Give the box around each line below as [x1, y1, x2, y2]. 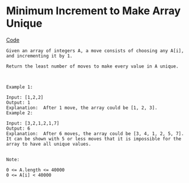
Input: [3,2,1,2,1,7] [6, 120, 60, 126]
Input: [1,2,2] [6, 94, 44, 100]
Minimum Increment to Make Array [6, 4, 181, 18]
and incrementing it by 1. [6, 53, 73, 59]
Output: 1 [6, 99, 31, 105]
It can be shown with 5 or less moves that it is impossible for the [6, 136, 182, 142]
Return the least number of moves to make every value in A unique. [6, 63, 179, 69]
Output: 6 [6, 126, 31, 131]
